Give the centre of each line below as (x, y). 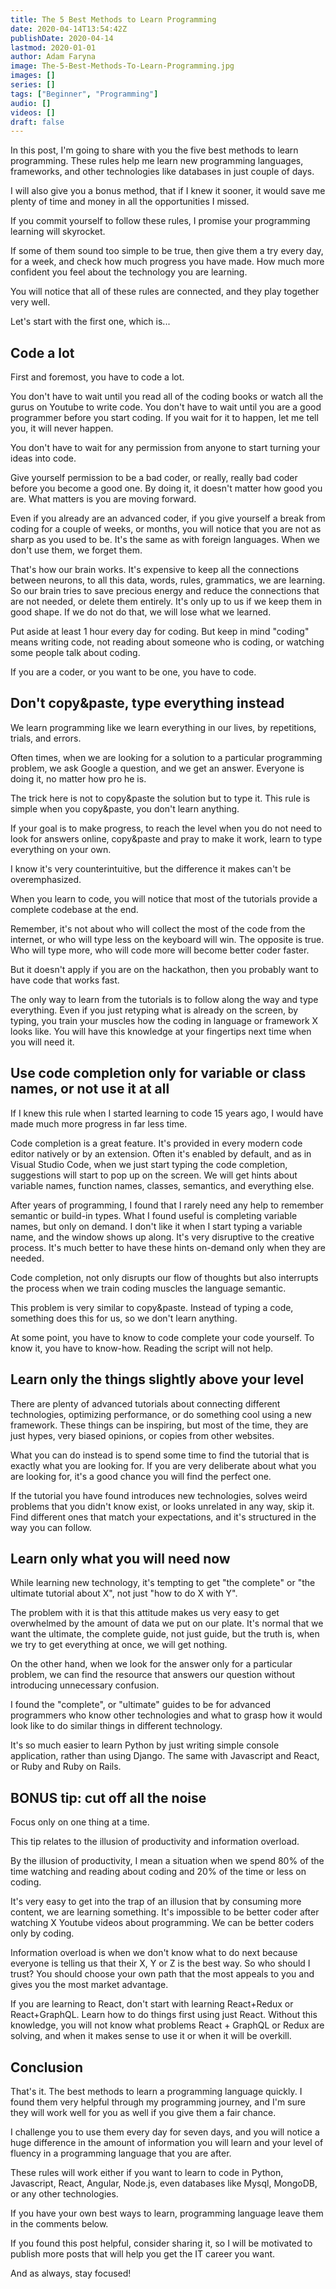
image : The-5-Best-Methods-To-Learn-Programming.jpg (122, 66)
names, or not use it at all (90, 1089)
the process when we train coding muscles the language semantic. (148, 1288)
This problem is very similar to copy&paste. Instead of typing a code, (152, 1307)
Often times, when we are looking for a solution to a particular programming (166, 757)
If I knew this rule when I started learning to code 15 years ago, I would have (167, 1113)
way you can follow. (51, 1527)
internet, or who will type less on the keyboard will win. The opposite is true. (167, 939)
